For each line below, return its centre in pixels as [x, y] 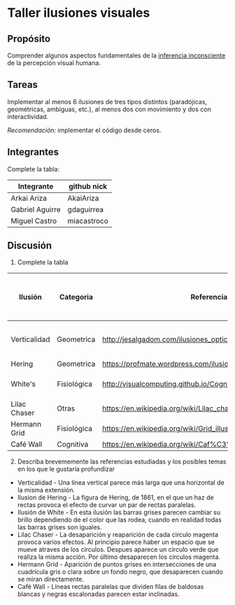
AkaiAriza [83, 198]
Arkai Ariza [29, 198]
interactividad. [28, 116]
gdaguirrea [86, 209]
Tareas [23, 85]
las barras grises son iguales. [60, 527]
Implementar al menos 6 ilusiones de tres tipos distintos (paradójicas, [107, 101]
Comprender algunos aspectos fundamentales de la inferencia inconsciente [116, 55]
